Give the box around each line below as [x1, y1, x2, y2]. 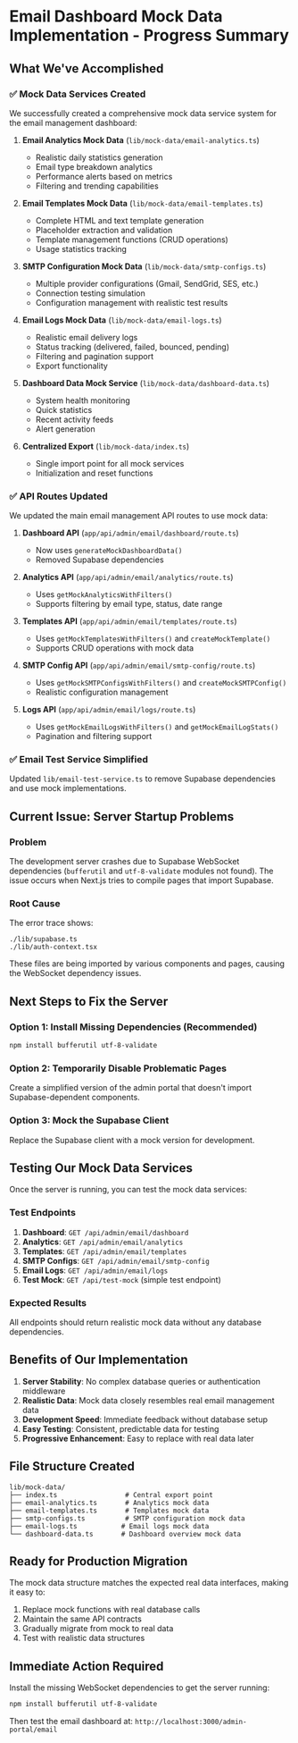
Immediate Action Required [9, 1658, 164, 1673]
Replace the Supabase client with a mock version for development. [9, 1134, 255, 1145]
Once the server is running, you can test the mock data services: [9, 1184, 247, 1195]
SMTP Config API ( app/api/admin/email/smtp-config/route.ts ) [21, 660, 256, 671]
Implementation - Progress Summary [9, 25, 290, 46]
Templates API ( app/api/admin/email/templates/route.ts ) [21, 616, 238, 627]
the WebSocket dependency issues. [9, 968, 142, 979]
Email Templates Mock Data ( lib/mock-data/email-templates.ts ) [21, 198, 263, 208]
